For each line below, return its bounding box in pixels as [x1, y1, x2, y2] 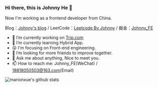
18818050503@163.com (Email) [12, 67, 74, 74]
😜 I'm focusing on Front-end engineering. [12, 45, 96, 51]
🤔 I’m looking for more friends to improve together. [12, 50, 113, 56]
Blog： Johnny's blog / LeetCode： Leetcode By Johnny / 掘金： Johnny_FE [5, 25, 153, 31]
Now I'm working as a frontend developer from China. [5, 15, 112, 21]
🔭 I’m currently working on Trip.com [12, 35, 84, 40]
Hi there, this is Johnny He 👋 [5, 4, 72, 11]
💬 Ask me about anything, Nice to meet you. [12, 55, 100, 61]
